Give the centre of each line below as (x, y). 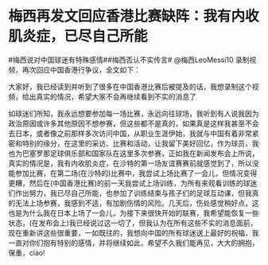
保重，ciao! (27, 252)
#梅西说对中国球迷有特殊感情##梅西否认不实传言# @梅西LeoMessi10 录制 (129, 60)
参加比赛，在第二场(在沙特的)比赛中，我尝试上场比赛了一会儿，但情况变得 (136, 173)
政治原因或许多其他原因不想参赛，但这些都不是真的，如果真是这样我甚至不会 (134, 123)
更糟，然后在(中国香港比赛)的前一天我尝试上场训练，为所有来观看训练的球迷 (133, 183)
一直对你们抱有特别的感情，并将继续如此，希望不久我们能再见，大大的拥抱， (134, 243)
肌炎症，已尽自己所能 (78, 36)
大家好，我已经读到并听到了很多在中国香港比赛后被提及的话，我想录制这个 (130, 86)
